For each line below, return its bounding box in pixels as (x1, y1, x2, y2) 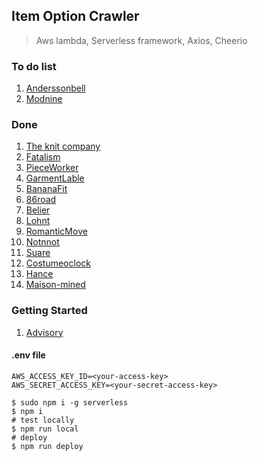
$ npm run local (11, 424, 79, 434)
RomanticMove (25, 225, 88, 238)
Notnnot (25, 236, 60, 248)
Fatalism (25, 151, 61, 163)
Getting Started (11, 304, 88, 318)
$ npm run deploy (11, 441, 84, 451)
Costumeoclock (25, 257, 91, 269)
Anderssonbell (25, 82, 86, 94)
